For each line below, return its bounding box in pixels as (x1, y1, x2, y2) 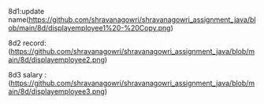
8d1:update (8, 7, 45, 16)
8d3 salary (8, 70, 43, 79)
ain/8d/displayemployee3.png (8, 87, 105, 96)
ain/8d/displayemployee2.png (8, 55, 105, 64)
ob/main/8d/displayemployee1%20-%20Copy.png (8, 23, 171, 32)
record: (22, 38, 46, 48)
